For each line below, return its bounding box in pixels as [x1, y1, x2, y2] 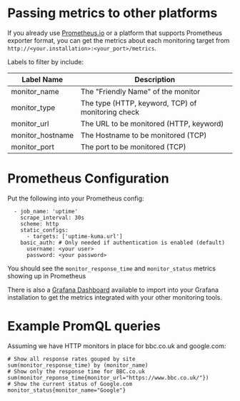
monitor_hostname [11, 130, 74, 140]
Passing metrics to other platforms [7, 5, 218, 21]
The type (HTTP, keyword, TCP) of [80, 98, 197, 108]
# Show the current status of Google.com [7, 380, 133, 387]
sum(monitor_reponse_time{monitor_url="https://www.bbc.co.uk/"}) [7, 374, 209, 381]
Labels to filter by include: [7, 57, 84, 66]
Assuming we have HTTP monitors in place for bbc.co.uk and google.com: [7, 341, 226, 350]
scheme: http [20, 220, 59, 228]
